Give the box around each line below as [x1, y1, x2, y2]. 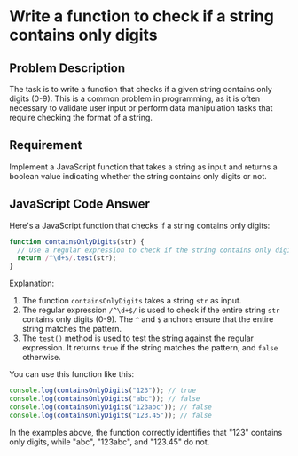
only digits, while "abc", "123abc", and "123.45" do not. [9, 436, 210, 447]
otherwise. [21, 352, 62, 363]
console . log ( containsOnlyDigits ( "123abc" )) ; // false [9, 402, 213, 412]
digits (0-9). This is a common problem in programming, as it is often [9, 93, 261, 104]
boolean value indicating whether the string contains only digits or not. [9, 170, 268, 181]
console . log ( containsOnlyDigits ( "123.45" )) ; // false [9, 411, 213, 420]
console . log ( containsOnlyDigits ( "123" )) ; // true [9, 386, 197, 396]
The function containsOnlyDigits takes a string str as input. [21, 295, 242, 306]
